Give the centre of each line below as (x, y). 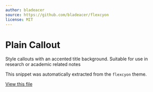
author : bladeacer (25, 10)
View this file (19, 84)
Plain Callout (33, 45)
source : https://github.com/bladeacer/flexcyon (57, 15)
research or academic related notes (43, 64)
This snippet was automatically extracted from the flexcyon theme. (76, 74)
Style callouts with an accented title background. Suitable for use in (76, 59)
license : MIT (19, 19)
